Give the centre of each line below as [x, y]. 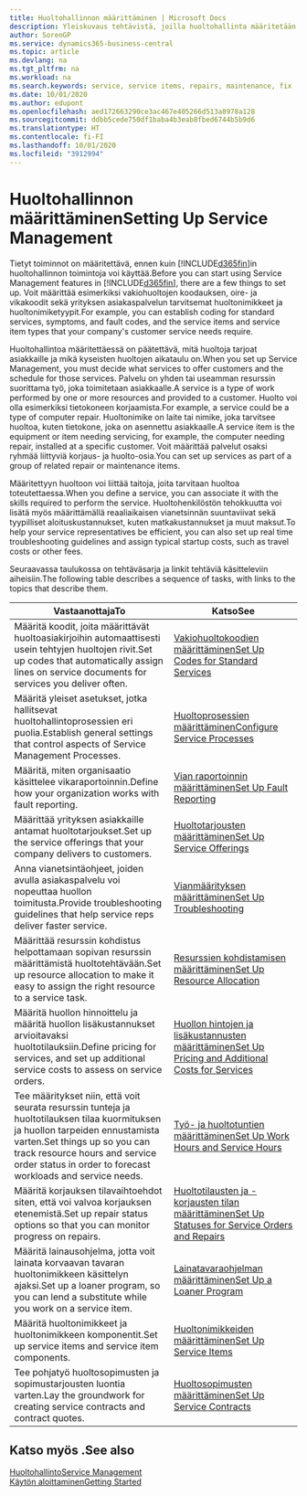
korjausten [196, 1202]
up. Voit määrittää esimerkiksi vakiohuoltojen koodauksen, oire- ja [133, 292]
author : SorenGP [40, 35]
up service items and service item [86, 1346]
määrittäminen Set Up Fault [231, 787]
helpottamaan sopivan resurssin [83, 951]
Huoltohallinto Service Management [76, 1472]
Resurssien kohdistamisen [229, 958]
